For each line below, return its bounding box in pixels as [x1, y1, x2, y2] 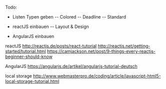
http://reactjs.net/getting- [97, 43, 150, 49]
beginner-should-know [5, 53, 52, 59]
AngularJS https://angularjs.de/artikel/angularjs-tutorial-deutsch [5, 63, 137, 69]
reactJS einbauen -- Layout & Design [12, 23, 89, 29]
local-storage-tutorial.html [5, 78, 59, 84]
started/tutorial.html [5, 48, 46, 54]
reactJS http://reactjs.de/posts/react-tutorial [5, 43, 97, 49]
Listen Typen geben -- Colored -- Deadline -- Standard [12, 14, 126, 19]
